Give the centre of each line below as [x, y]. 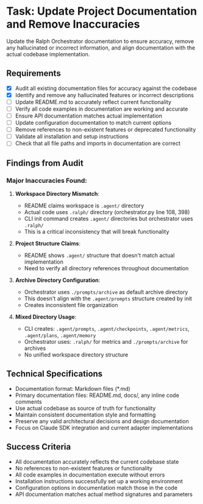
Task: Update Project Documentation [101, 11]
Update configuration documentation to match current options [93, 123]
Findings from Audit [45, 163]
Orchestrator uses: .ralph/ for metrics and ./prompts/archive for [106, 342]
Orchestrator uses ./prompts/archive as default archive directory [106, 292]
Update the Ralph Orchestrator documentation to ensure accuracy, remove [100, 41]
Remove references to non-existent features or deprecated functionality [105, 130]
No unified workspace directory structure [76, 355]
